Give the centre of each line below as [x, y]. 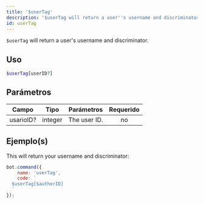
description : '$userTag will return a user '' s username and [84, 18]
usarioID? [23, 120]
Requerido [124, 109]
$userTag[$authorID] [38, 184]
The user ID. [86, 120]
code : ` [27, 178]
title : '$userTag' [29, 12]
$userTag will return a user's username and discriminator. [77, 41]
